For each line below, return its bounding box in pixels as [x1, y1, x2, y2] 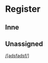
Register [5, 3, 41, 15]
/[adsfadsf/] [5, 53, 30, 59]
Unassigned [5, 39, 43, 48]
